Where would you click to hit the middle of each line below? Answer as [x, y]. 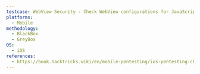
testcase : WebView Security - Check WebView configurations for [87, 12]
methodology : [22, 28]
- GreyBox [24, 39]
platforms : [20, 17]
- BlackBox [25, 34]
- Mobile [22, 23]
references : [21, 56]
